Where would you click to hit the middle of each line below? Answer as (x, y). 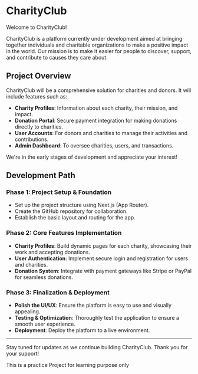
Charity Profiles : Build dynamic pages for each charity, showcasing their (103, 245)
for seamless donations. (44, 277)
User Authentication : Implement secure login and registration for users (101, 258)
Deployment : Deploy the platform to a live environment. (82, 330)
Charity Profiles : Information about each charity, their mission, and (96, 108)
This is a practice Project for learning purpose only (68, 365)
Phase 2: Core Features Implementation (64, 233)
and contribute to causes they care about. (57, 57)
